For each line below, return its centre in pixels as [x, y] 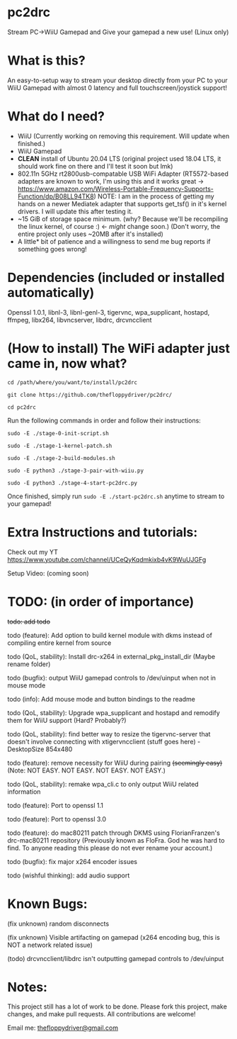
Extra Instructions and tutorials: [103, 532]
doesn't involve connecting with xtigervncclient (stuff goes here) [102, 741]
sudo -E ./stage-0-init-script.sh [58, 433]
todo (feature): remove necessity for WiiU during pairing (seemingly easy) [115, 763]
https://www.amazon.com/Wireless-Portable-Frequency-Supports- [115, 189]
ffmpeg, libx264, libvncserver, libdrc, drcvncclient [80, 320]
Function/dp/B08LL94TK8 [56, 196]
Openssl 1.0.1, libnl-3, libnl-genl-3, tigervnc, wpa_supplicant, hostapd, [109, 312]
